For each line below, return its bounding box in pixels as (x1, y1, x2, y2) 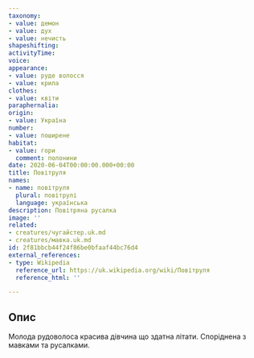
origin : (8, 109, 35, 117)
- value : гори (8, 146, 56, 154)
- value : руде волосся (8, 72, 84, 80)
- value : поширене (8, 131, 70, 139)
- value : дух (8, 27, 52, 35)
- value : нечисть (8, 34, 67, 43)
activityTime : (8, 49, 56, 57)
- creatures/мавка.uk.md (8, 237, 92, 245)
